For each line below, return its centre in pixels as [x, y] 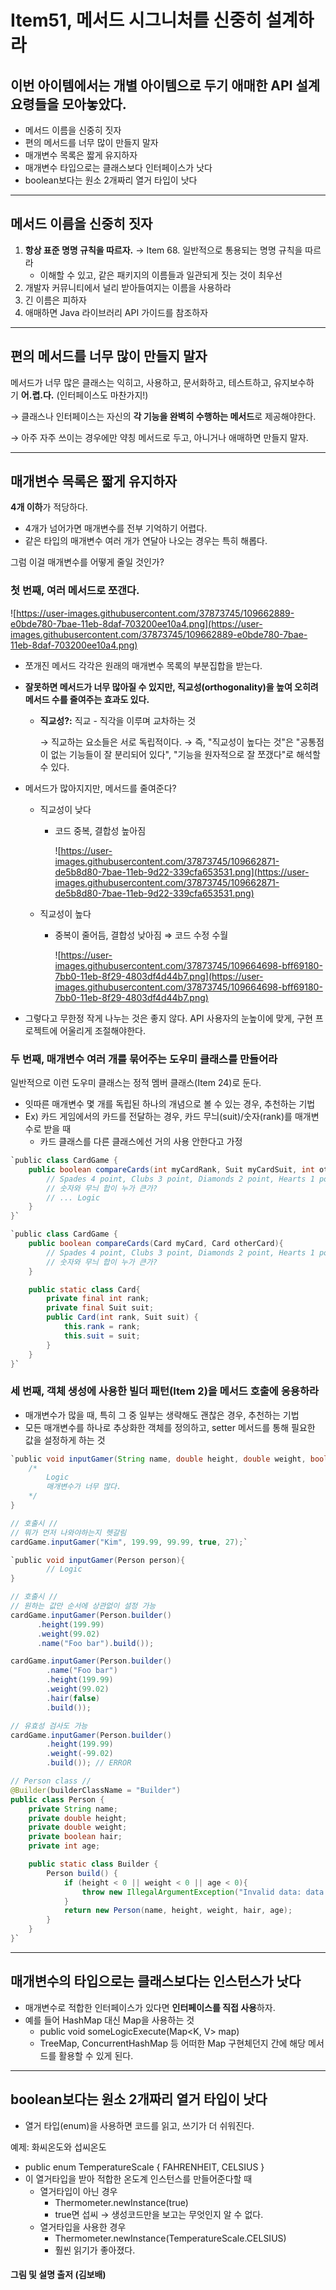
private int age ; [64, 1846]
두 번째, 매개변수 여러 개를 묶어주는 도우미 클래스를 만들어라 [144, 1059]
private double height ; [78, 1818]
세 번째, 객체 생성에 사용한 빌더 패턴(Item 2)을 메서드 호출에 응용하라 [164, 1391]
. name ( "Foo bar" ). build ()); [95, 1643]
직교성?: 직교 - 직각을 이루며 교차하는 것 [118, 720]
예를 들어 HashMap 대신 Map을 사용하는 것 [109, 2020]
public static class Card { [84, 1289]
